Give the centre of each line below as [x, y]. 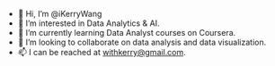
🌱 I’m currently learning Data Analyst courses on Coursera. [127, 33]
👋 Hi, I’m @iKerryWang [60, 14]
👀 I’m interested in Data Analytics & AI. [89, 23]
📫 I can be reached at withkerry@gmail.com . [102, 52]
